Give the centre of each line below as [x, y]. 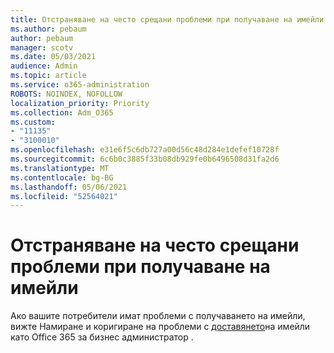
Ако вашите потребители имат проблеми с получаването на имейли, [158, 316]
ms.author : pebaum [48, 29]
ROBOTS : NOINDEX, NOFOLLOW [66, 94]
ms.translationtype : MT [60, 168]
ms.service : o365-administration [80, 85]
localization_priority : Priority [80, 103]
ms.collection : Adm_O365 [62, 112]
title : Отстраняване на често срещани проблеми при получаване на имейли [167, 19]
